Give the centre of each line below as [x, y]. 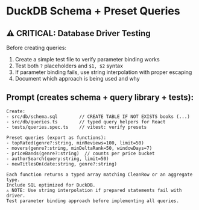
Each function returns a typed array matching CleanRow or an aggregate [99, 174]
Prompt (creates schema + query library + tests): [100, 97]
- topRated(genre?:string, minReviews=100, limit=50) [75, 143]
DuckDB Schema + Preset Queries [93, 11]
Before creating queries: [36, 48]
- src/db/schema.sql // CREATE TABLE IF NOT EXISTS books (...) [98, 116]
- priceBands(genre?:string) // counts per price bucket [81, 153]
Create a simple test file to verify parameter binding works [87, 59]
